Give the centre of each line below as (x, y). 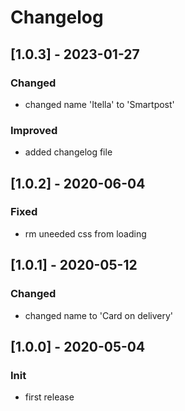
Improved (34, 130)
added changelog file (68, 152)
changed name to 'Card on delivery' (98, 315)
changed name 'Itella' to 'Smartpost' (99, 104)
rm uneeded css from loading (85, 233)
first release (49, 397)
